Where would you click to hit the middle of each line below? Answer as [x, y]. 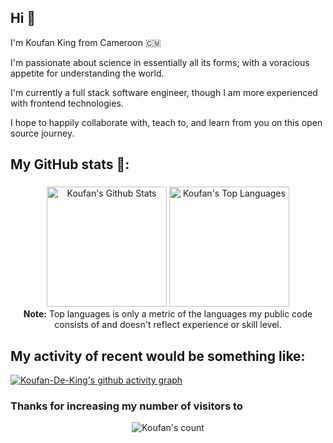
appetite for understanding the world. [87, 73]
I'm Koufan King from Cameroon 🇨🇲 [86, 42]
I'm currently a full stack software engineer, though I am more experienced [164, 92]
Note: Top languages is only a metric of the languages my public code [168, 314]
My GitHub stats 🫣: [70, 164]
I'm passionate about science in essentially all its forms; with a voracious [160, 62]
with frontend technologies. [67, 103]
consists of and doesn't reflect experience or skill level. [168, 325]
